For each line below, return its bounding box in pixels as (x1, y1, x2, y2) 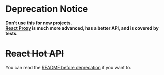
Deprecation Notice (5, 3, 88, 15)
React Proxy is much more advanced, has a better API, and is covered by (5, 25, 159, 31)
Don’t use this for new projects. (5, 20, 72, 26)
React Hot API (5, 48, 64, 59)
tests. (5, 30, 18, 36)
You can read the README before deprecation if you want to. (5, 64, 131, 70)
